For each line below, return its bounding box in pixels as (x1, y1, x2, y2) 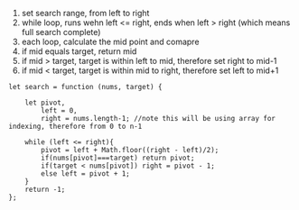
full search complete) (21, 27, 101, 37)
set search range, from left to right (21, 8, 150, 18)
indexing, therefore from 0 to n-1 (8, 122, 143, 131)
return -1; (24, 185, 66, 194)
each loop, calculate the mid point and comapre (21, 36, 200, 47)
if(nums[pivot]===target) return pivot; (41, 153, 195, 162)
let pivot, (24, 98, 66, 107)
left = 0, (41, 106, 78, 115)
